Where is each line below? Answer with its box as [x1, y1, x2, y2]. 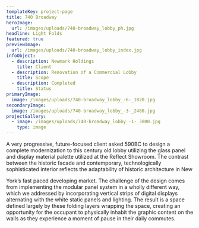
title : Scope [17, 75, 49, 81]
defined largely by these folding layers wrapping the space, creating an [6, 203, 181, 209]
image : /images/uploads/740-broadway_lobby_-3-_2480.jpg [11, 108, 156, 114]
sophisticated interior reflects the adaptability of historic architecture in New [6, 166, 193, 172]
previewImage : [6, 42, 42, 48]
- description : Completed [11, 81, 76, 86]
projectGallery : [6, 113, 46, 119]
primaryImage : [6, 91, 42, 97]
